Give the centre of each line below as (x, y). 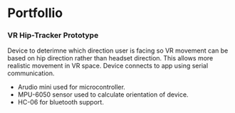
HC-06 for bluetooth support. (61, 102)
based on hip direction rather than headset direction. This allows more (110, 58)
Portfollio (35, 13)
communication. (31, 73)
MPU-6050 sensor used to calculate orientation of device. (103, 95)
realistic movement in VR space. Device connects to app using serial (108, 66)
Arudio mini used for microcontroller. (72, 87)
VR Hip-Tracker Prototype (53, 36)
